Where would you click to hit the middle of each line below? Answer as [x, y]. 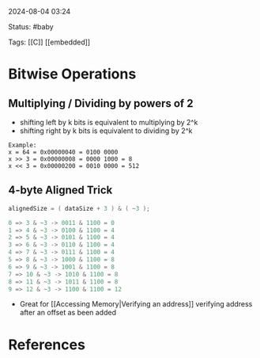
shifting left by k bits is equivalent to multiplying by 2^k [109, 122]
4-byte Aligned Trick [60, 190]
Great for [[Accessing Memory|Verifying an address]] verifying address [136, 304]
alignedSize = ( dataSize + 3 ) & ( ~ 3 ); [79, 208]
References [47, 345]
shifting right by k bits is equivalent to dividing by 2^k [106, 131]
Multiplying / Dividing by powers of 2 [101, 103]
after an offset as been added [68, 313]
